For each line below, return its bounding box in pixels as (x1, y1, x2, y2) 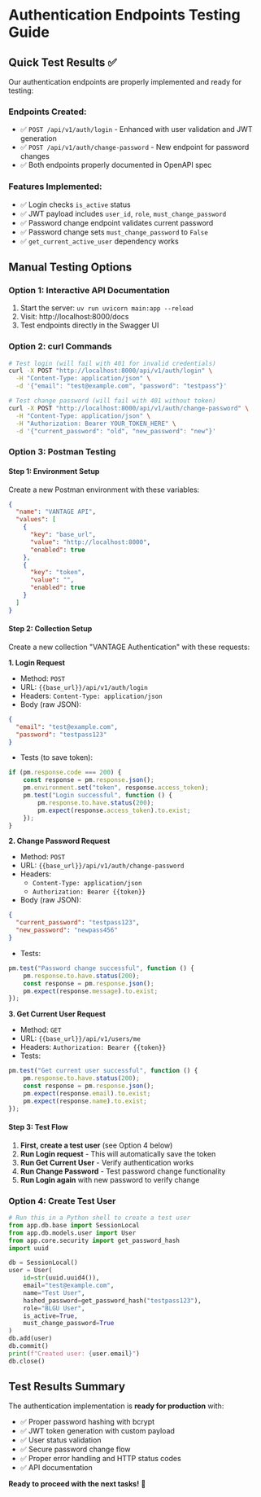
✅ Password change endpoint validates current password (20, 217, 214, 227)
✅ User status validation (20, 1435, 102, 1445)
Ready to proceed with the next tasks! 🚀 (8, 1479, 146, 1489)
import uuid (8, 1244, 49, 1252)
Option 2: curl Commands (8, 340, 112, 352)
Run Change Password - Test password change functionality (20, 1166, 226, 1176)
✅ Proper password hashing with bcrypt (20, 1417, 155, 1427)
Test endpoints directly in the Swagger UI (20, 320, 159, 331)
